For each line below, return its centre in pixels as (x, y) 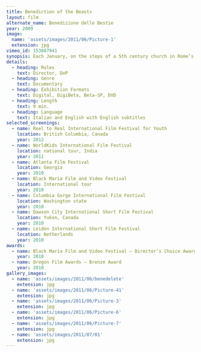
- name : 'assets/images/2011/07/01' (57, 335)
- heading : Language (37, 112)
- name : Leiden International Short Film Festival (76, 229)
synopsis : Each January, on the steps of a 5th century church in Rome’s (100, 56)
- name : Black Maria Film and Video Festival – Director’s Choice (96, 251)
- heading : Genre (33, 78)
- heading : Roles (33, 67)
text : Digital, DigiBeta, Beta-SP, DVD (67, 95)
